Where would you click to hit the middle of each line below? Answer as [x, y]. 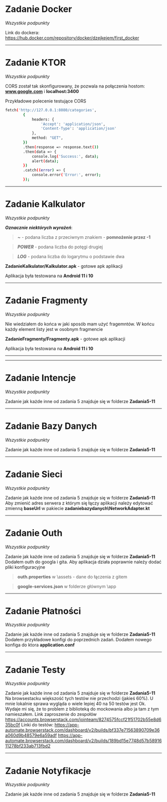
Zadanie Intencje [41, 378]
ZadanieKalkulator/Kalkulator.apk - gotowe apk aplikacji [64, 266]
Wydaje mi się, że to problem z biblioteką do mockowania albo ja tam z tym [82, 709]
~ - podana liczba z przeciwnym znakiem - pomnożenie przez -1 [84, 237]
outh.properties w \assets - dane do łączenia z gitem [72, 577]
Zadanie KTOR [36, 63]
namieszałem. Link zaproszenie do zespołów [51, 714]
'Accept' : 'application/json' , [73, 124]
